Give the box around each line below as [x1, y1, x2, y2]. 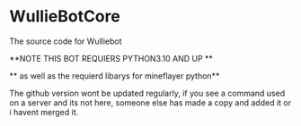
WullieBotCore [9, 6, 121, 27]
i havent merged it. [9, 106, 79, 117]
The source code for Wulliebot [9, 36, 123, 46]
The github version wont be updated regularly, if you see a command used [9, 88, 286, 98]
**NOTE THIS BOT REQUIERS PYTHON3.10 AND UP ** [9, 53, 214, 63]
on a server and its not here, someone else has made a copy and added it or [9, 97, 292, 108]
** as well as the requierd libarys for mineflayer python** [9, 70, 220, 81]
